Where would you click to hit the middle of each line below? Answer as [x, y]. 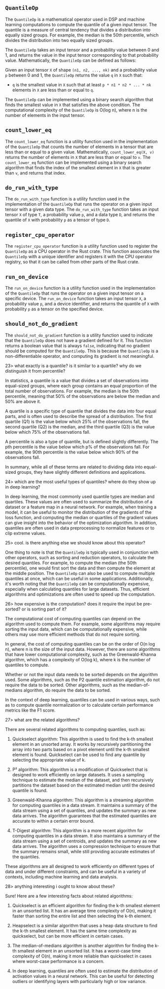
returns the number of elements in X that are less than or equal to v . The [78, 157]
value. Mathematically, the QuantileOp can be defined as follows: [71, 60]
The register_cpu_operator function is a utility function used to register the [82, 246]
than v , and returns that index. [35, 173]
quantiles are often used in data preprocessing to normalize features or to [80, 528]
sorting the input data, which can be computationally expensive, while [76, 629]
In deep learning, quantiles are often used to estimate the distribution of [85, 971]
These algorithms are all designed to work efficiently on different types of [80, 866]
